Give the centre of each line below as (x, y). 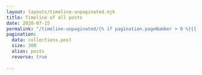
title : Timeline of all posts (45, 18)
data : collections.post (42, 40)
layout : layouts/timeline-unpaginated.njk (61, 12)
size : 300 (24, 46)
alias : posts (28, 51)
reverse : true (29, 57)
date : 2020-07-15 (28, 23)
